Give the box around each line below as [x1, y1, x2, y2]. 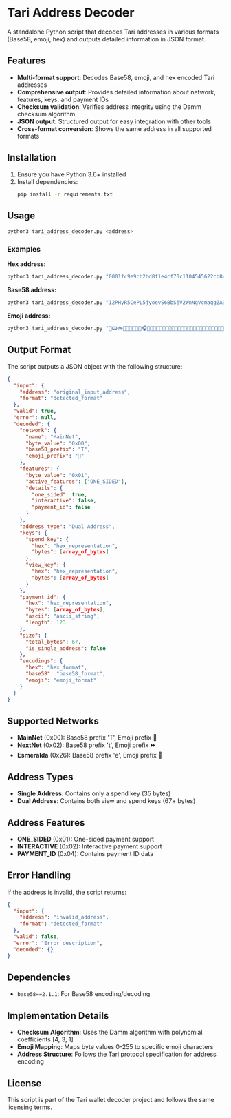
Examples [7, 245, 41, 254]
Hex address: [7, 260, 46, 268]
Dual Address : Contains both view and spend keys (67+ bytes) [16, 797, 196, 805]
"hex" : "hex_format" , [25, 664, 88, 671]
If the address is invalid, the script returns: [7, 888, 127, 896]
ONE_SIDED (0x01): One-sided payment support [16, 835, 155, 843]
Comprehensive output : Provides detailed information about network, [16, 88, 217, 96]
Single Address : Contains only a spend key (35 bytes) [16, 789, 171, 797]
